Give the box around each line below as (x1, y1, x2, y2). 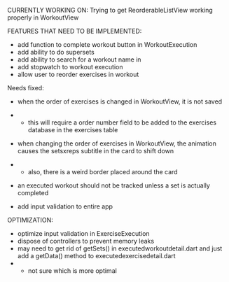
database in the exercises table (27, 126, 118, 134)
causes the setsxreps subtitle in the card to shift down (17, 147, 174, 155)
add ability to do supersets (17, 48, 95, 56)
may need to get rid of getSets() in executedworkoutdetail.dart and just (17, 244, 223, 253)
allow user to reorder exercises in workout (17, 70, 139, 78)
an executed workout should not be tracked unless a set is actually (17, 181, 210, 190)
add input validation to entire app (17, 202, 113, 211)
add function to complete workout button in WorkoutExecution (17, 41, 197, 48)
